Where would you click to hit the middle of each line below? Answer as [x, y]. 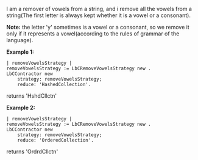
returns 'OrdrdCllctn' [32, 151]
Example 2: [21, 107]
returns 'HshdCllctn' [32, 96]
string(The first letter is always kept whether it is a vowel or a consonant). [98, 15]
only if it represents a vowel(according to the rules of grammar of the [93, 34]
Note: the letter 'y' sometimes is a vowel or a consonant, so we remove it [98, 27]
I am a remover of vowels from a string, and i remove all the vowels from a [99, 9]
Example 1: [20, 52]
